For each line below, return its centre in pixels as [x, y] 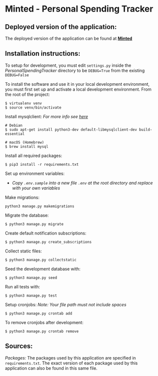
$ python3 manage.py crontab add [39, 313]
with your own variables [36, 188]
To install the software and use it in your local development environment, [77, 84]
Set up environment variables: [35, 173]
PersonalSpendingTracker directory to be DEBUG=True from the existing [75, 70]
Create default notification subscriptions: [46, 233]
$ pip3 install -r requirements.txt [42, 164]
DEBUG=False [17, 75]
